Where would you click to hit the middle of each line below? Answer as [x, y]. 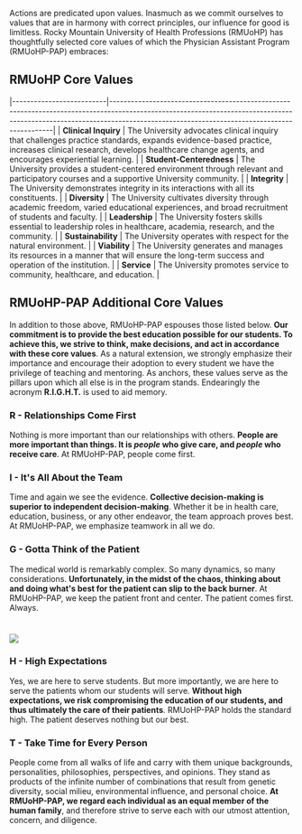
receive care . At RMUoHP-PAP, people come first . [102, 454]
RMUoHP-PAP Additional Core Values [116, 303]
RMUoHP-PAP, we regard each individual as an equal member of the [139, 801]
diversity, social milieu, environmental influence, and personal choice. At [144, 792]
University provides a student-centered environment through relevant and [146, 169]
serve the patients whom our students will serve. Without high [126, 690]
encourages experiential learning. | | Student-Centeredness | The [133, 159]
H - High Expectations [59, 661]
